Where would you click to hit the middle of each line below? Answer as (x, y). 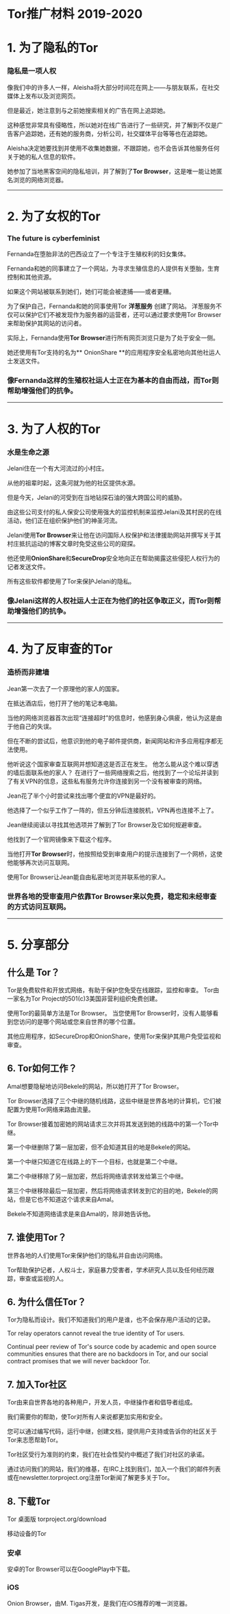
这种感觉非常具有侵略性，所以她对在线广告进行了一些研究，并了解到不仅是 (112, 125)
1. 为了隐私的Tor (53, 48)
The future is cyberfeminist (54, 238)
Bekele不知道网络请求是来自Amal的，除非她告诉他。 (81, 1213)
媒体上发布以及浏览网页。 (43, 96)
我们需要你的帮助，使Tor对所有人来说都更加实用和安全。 (87, 1417)
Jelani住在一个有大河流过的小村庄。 (57, 468)
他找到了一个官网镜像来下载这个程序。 (61, 839)
